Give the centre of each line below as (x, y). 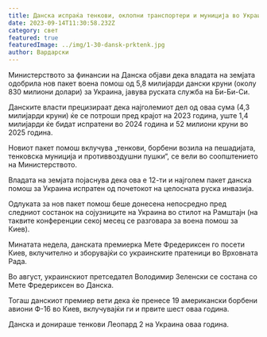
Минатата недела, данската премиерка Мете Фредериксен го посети (126, 244)
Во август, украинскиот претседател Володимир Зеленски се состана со (133, 277)
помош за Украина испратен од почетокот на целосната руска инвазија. (131, 188)
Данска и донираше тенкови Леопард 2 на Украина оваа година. (118, 324)
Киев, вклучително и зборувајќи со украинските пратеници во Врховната (133, 253)
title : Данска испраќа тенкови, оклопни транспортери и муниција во (124, 15)
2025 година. (31, 132)
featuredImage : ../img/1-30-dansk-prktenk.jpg (87, 45)
